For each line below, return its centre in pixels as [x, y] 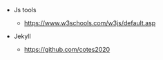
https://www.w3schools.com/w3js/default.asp [90, 23]
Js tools [25, 10]
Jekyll [22, 36]
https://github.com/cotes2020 [67, 49]
